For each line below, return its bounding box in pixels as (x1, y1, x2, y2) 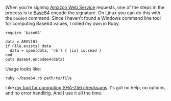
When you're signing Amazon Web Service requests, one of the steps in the (5, 5, 165, 10)
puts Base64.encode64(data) (5, 57, 65, 62)
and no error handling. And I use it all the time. (5, 90, 103, 96)
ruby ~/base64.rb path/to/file (5, 76, 72, 81)
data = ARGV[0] (5, 39, 38, 44)
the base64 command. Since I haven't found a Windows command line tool (5, 15, 161, 21)
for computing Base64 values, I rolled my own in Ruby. (5, 20, 120, 26)
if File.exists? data (5, 44, 52, 49)
